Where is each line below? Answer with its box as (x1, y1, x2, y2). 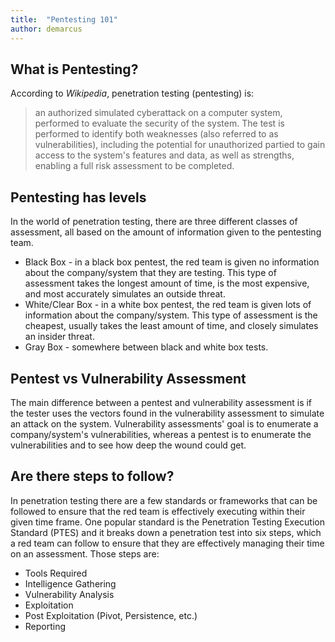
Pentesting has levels (10, 189, 147, 206)
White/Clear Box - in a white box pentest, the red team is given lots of (24, 299, 312, 311)
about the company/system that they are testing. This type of (24, 267, 277, 279)
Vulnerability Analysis (24, 588, 115, 600)
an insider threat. (24, 331, 95, 343)
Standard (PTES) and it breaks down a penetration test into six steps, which (10, 526, 322, 538)
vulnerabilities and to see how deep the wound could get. (10, 439, 247, 451)
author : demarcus (10, 24, 83, 34)
